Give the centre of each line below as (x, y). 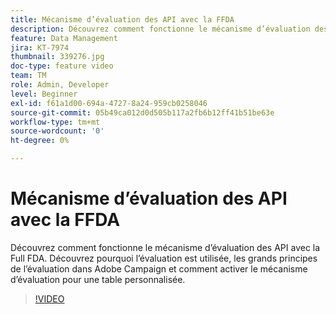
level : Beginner (44, 94)
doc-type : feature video (62, 66)
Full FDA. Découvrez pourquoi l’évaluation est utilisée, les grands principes (164, 258)
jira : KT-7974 (40, 47)
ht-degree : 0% (40, 141)
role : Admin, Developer (60, 85)
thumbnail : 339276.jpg (57, 57)
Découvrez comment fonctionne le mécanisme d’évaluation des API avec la (165, 247)
